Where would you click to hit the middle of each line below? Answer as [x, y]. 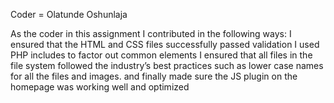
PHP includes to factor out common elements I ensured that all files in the [161, 55]
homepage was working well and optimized [100, 87]
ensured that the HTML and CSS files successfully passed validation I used [165, 44]
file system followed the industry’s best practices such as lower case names [167, 65]
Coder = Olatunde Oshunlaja [69, 14]
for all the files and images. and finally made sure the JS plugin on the [154, 76]
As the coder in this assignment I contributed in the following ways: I [151, 33]
